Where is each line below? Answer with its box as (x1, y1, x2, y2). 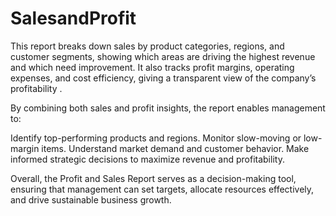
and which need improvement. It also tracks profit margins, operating (10, 61, 295, 73)
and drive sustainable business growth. (10, 193, 172, 206)
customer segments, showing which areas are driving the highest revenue (10, 50, 316, 62)
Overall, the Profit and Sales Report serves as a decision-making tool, (10, 172, 297, 184)
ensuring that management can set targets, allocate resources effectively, (10, 183, 315, 195)
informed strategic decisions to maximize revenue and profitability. (10, 153, 285, 165)
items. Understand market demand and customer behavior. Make (41, 142, 310, 154)
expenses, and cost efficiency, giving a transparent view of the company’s (10, 72, 317, 84)
